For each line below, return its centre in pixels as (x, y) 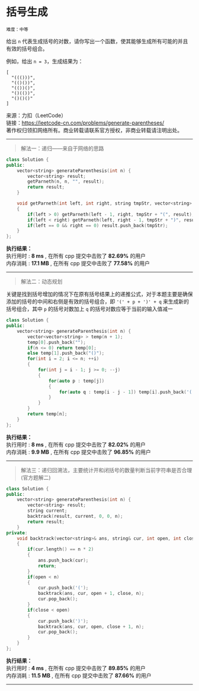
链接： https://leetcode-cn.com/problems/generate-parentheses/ (85, 123)
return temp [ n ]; (47, 414)
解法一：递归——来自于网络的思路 (62, 148)
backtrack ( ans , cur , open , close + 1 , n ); (91, 626)
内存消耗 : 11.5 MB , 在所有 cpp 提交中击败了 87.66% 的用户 (79, 675)
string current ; (47, 511)
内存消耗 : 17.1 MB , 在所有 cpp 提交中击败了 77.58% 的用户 (78, 263)
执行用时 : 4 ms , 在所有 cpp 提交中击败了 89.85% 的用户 (76, 668)
